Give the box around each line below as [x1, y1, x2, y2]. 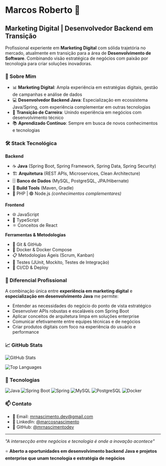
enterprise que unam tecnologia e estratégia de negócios [5, 455, 125, 461]
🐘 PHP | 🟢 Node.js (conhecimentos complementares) [12, 190, 122, 196]
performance [12, 329, 40, 335]
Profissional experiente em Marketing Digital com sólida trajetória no [5, 45, 146, 51]
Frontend [5, 202, 25, 208]
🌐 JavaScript [12, 211, 40, 217]
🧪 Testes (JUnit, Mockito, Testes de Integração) [12, 259, 110, 265]
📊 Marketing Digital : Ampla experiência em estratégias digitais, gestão [12, 84, 158, 90]
